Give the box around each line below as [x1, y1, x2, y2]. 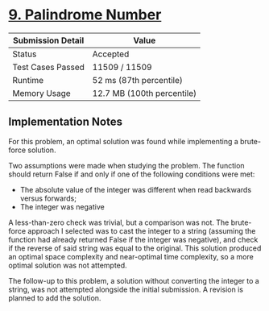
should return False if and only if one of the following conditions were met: [8, 169, 255, 179]
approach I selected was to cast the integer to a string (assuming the [27, 226, 256, 235]
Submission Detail [13, 35, 85, 46]
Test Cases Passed [12, 61, 85, 73]
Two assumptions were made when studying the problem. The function [8, 160, 245, 170]
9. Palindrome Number [8, 6, 162, 24]
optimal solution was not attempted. [8, 260, 127, 270]
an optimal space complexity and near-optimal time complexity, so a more [8, 251, 254, 261]
